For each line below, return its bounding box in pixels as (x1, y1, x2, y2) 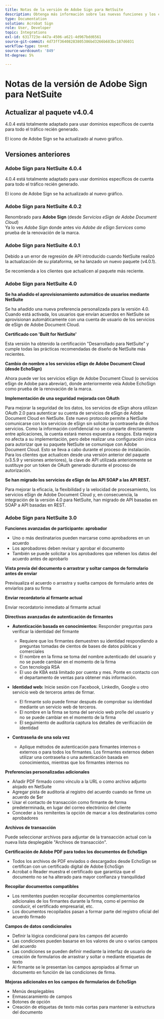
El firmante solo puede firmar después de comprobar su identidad (19, 699, 152, 705)
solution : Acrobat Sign (5, 21, 54, 26)
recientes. (5, 351, 25, 357)
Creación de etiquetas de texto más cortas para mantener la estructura (12, 1004, 155, 1010)
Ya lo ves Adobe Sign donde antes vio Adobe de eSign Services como (5, 224, 146, 231)
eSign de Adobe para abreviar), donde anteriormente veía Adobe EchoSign (5, 380, 156, 386)
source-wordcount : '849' (5, 48, 56, 53)
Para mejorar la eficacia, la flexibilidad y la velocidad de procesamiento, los (5, 486, 156, 492)
